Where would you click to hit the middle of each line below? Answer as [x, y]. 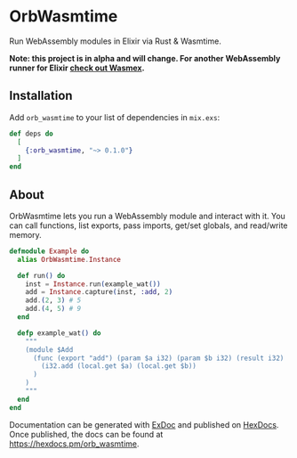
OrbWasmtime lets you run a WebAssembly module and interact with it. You [148, 216]
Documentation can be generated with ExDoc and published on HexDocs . [144, 424]
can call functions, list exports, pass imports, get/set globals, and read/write [148, 225]
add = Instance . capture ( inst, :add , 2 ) [99, 292]
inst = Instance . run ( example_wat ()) [93, 284]
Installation [41, 96]
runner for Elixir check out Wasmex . [77, 68]
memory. [25, 234]
